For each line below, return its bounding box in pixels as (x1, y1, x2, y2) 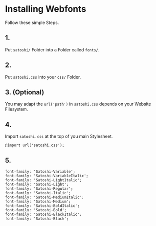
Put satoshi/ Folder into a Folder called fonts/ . (5, 46, 100, 52)
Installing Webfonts (5, 3, 87, 15)
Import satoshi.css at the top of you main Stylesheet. (5, 134, 113, 139)
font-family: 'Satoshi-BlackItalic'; (5, 212, 82, 217)
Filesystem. (5, 106, 28, 112)
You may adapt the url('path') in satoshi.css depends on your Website (5, 101, 152, 107)
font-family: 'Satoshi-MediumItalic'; (5, 195, 84, 200)
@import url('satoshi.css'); (5, 143, 65, 148)
